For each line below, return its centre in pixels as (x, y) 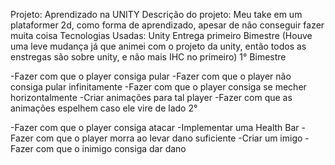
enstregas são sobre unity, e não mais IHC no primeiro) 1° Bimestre (148, 57)
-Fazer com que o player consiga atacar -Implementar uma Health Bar (155, 127)
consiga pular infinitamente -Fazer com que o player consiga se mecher (158, 87)
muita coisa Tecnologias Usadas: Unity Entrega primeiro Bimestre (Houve (161, 35)
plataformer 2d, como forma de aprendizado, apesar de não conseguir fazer (167, 25)
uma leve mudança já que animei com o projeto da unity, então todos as (158, 46)
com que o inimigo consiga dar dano (111, 148)
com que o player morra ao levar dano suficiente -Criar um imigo (169, 138)
